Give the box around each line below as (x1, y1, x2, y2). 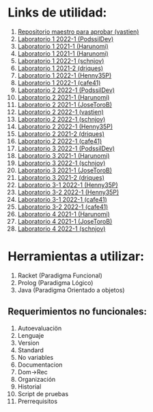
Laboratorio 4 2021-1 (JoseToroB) (17, 217, 113, 225)
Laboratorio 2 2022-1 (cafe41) (17, 137, 102, 145)
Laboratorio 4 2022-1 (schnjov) (17, 225, 106, 233)
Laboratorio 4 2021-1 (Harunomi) (17, 209, 110, 218)
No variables (17, 353, 54, 361)
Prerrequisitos (17, 397, 57, 405)
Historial (17, 382, 42, 391)
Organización (17, 375, 56, 383)
